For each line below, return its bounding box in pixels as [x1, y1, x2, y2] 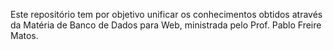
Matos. [10, 30, 39, 41]
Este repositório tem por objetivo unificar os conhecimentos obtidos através [10, 9, 323, 20]
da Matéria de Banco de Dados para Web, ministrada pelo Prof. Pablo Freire [10, 19, 322, 31]
